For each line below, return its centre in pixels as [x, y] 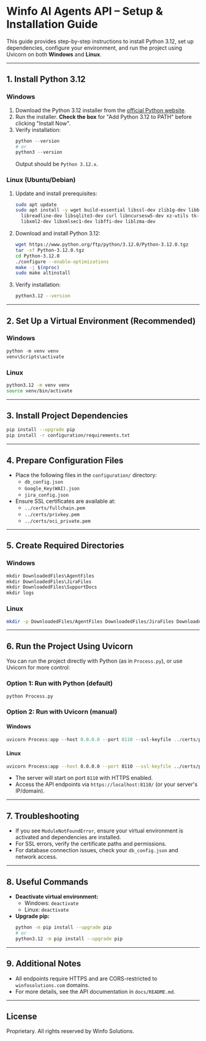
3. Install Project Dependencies [67, 416]
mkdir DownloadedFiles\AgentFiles [51, 576]
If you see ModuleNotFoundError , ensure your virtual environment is [99, 831]
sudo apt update [36, 204]
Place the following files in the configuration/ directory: [86, 475]
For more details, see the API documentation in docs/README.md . [95, 991]
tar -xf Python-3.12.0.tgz [50, 250]
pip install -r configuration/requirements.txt [68, 436]
